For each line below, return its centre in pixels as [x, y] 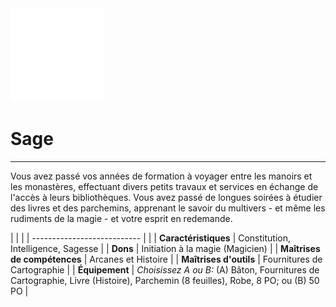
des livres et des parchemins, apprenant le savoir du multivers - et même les [168, 208]
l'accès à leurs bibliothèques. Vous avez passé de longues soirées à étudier [166, 197]
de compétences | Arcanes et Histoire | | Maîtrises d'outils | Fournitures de [166, 259]
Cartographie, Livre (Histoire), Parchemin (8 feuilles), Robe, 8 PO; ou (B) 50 [165, 280]
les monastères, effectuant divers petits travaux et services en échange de [164, 186]
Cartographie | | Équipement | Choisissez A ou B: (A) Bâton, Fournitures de [165, 269]
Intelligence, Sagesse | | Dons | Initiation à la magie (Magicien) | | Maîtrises [165, 248]
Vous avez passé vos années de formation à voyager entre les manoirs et [161, 176]
